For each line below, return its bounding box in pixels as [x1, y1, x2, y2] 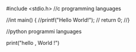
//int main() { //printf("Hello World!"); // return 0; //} [6, 17, 130, 23]
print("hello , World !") [6, 40, 60, 46]
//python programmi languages [6, 28, 82, 35]
